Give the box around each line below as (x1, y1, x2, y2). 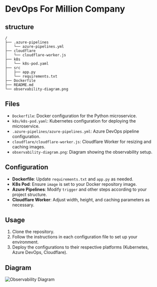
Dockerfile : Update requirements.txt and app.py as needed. (12, 176, 134, 182)
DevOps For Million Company (5, 3, 125, 15)
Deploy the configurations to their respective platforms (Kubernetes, (12, 244, 149, 250)
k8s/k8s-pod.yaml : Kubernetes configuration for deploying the (12, 118, 136, 124)
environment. (12, 239, 39, 245)
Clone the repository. (12, 229, 54, 234)
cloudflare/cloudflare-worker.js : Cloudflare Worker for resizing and (12, 139, 152, 144)
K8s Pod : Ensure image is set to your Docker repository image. (12, 181, 137, 187)
